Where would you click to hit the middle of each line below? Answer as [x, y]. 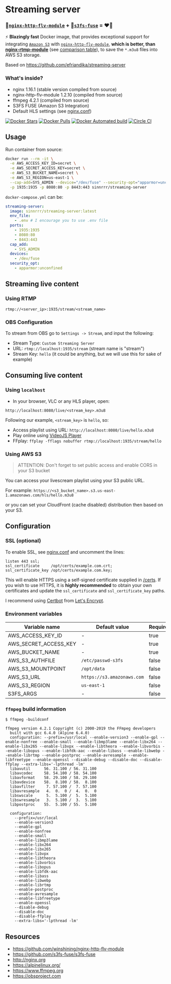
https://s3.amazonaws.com [112, 677]
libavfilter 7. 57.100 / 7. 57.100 [53, 787]
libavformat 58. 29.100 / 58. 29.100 [53, 778]
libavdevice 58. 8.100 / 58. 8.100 [53, 782]
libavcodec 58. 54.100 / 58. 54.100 [53, 773]
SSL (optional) [23, 541]
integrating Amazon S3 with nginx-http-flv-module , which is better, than [80, 44]
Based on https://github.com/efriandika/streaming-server [65, 65]
